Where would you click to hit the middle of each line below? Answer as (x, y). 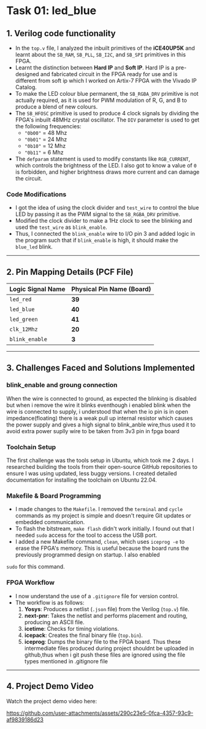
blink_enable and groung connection (62, 385)
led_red (21, 299)
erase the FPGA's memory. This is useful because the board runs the (102, 548)
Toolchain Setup (31, 447)
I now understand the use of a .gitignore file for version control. (97, 596)
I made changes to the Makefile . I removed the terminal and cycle (99, 509)
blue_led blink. (34, 247)
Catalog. (26, 87)
